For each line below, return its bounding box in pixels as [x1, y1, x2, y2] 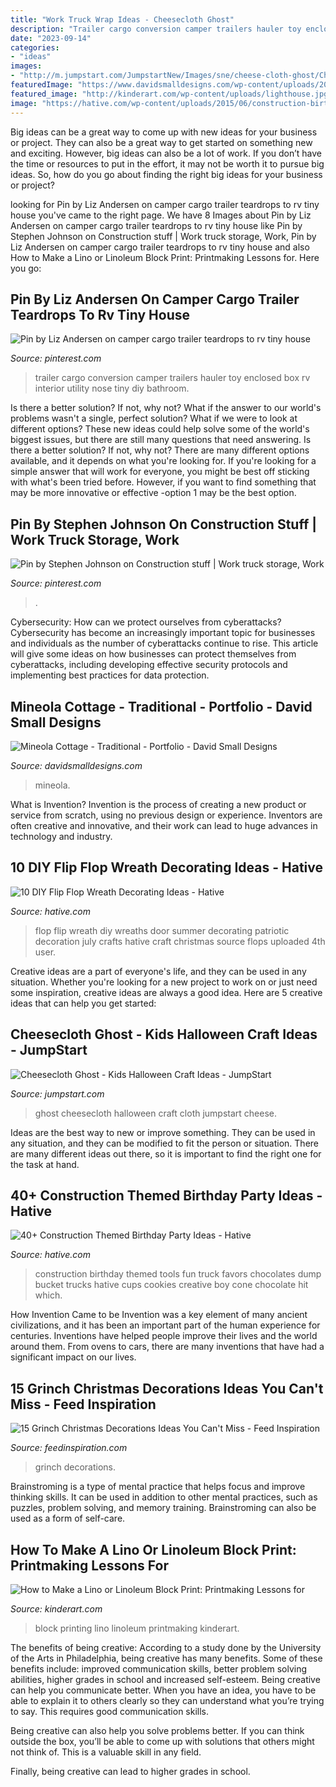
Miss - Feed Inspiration [10, 1396, 157, 1413]
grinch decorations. [34, 1461, 116, 1473]
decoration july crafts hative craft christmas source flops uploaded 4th [34, 935, 326, 947]
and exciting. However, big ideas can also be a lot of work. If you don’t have [10, 147, 323, 159]
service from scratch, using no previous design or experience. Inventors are [10, 809, 323, 821]
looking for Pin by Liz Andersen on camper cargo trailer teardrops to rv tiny [10, 198, 320, 210]
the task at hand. [10, 1158, 80, 1170]
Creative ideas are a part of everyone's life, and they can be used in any [10, 965, 307, 977]
